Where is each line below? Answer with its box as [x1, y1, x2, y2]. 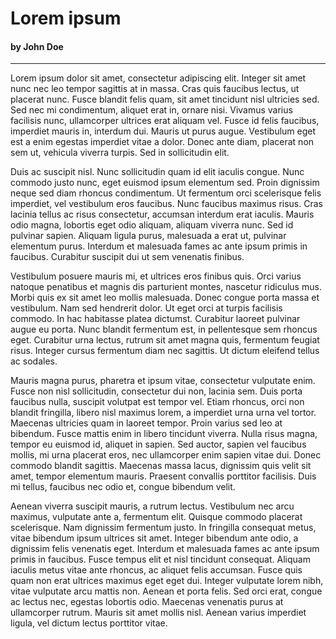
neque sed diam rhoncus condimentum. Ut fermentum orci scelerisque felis [10, 187, 322, 199]
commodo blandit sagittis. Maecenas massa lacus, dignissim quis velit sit [10, 460, 312, 472]
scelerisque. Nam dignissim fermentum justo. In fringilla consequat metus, [10, 522, 317, 534]
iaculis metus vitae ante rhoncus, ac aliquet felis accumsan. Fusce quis [10, 564, 303, 576]
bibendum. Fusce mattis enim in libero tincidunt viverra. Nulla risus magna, [10, 428, 318, 440]
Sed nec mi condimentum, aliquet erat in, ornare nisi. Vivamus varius [10, 104, 293, 116]
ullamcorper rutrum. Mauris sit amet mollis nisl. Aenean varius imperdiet [10, 607, 307, 619]
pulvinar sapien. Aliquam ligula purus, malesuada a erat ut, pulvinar [10, 230, 287, 242]
